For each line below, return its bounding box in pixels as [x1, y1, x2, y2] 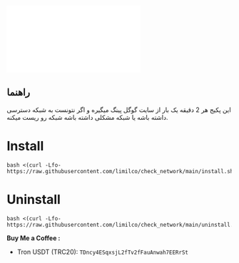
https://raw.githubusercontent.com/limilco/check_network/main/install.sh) [6, 167, 237, 175]
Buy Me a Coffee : [6, 234, 61, 242]
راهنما [6, 86, 30, 98]
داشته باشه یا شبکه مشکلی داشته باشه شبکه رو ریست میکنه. [6, 113, 168, 121]
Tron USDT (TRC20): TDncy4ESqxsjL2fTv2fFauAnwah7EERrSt [16, 247, 188, 256]
